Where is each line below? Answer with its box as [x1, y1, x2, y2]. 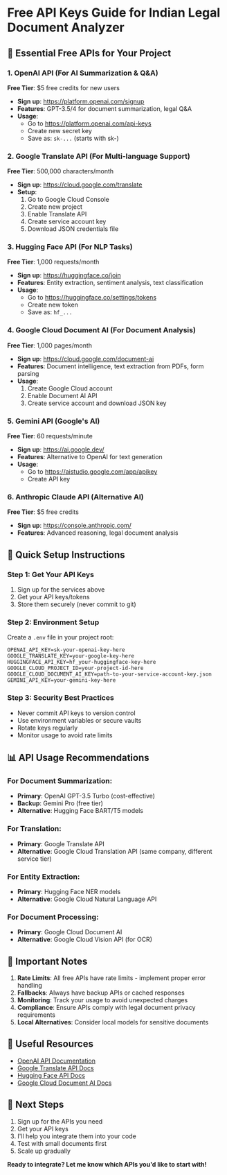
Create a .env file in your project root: [7, 633, 114, 642]
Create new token [27, 300, 78, 309]
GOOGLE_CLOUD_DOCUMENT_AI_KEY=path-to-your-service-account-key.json [7, 671, 212, 678]
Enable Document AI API [27, 391, 98, 400]
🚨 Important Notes [7, 955, 88, 967]
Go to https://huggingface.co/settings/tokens [27, 293, 157, 302]
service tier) [17, 855, 52, 863]
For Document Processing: [7, 912, 99, 922]
